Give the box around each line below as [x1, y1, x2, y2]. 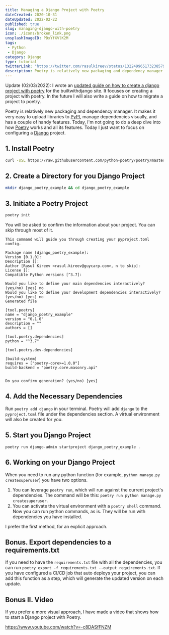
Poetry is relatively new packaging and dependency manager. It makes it [5, 108, 156, 114]
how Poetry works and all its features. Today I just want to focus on [5, 124, 144, 130]
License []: [5, 268, 30, 273]
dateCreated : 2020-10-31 [5, 12, 57, 17]
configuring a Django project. [5, 130, 66, 135]
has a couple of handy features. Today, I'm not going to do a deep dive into [5, 119, 161, 125]
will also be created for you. [5, 416, 63, 422]
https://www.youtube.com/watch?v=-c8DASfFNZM [5, 624, 112, 630]
